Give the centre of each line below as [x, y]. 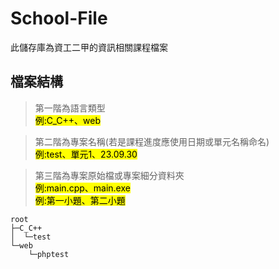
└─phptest [49, 254]
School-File [59, 18]
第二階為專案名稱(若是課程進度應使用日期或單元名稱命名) [152, 141]
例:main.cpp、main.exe [82, 188]
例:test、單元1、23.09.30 [86, 154]
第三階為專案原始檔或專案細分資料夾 [109, 175]
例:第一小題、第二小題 [80, 200]
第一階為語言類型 [70, 108]
